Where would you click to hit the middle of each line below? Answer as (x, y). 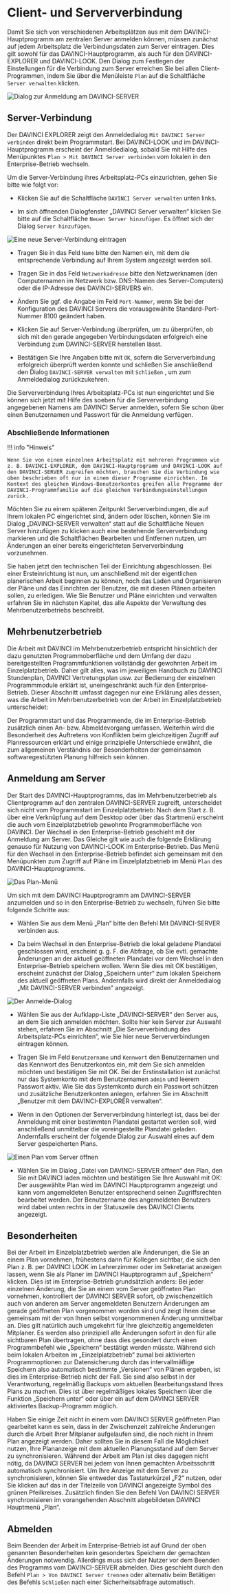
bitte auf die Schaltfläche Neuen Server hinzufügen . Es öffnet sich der (115, 218)
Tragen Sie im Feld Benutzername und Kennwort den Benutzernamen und (118, 1057)
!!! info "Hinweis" (31, 448)
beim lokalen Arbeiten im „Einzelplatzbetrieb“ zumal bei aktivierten (101, 1355)
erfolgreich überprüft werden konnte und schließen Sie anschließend (114, 364)
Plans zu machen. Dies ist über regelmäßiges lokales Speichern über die (110, 1391)
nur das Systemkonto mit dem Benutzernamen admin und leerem (108, 1079)
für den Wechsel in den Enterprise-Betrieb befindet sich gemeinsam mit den (115, 854)
